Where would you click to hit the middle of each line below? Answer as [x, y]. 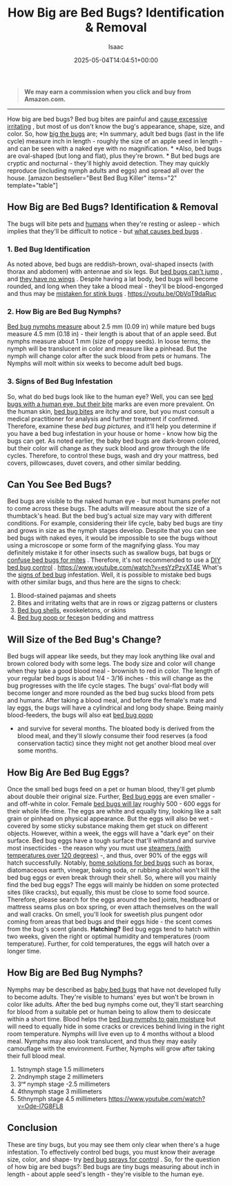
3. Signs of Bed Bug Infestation [60, 381]
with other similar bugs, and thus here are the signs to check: [94, 582]
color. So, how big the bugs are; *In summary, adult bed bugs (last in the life [116, 134]
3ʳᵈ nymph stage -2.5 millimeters [64, 1084]
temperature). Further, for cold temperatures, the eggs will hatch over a [108, 944]
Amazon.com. [45, 99]
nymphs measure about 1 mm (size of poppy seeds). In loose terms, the [109, 342]
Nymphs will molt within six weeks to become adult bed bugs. [95, 363]
